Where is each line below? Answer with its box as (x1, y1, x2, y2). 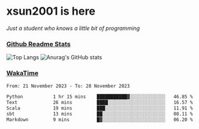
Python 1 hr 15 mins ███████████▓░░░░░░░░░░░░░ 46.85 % (6, 94, 193, 100)
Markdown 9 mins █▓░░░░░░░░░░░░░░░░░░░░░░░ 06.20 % (6, 116, 193, 123)
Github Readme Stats (6, 40, 71, 48)
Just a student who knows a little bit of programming (6, 24, 140, 32)
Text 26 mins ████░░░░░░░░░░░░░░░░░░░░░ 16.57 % (6, 100, 193, 106)
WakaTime (6, 69, 39, 78)
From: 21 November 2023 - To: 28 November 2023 (6, 83, 130, 89)
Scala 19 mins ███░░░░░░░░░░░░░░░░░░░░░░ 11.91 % (6, 105, 193, 111)
